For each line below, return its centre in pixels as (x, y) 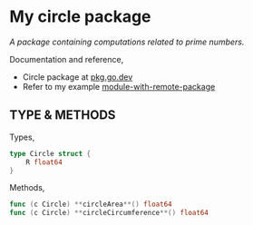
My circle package (80, 17)
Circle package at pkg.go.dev (78, 77)
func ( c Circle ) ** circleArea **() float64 (91, 205)
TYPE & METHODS (63, 115)
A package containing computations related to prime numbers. (127, 42)
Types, (22, 137)
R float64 (44, 162)
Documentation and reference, (67, 59)
